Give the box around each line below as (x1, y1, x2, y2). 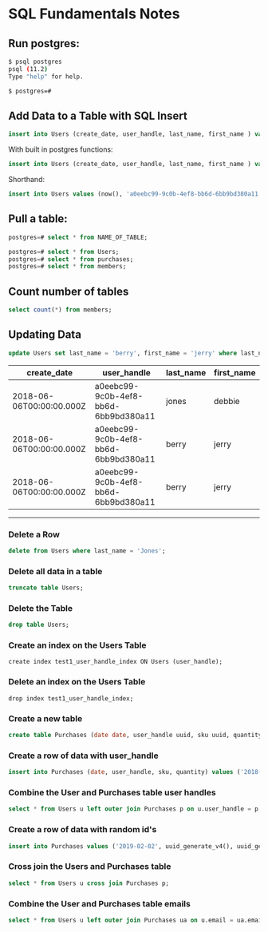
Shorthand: (8, 175, 45, 184)
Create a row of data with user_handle (8, 750, 159, 761)
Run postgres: (8, 37, 80, 50)
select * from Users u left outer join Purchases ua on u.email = (8, 916, 234, 924)
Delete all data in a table (8, 565, 103, 577)
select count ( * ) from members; (8, 306, 112, 314)
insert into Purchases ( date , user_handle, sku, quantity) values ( (8, 768, 241, 776)
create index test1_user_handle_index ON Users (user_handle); (8, 658, 223, 666)
